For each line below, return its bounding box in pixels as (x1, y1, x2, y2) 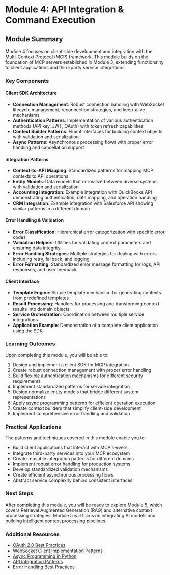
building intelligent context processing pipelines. (5, 518, 107, 524)
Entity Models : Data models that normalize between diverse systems (12, 179, 158, 185)
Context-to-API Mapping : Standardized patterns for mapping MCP (12, 167, 154, 174)
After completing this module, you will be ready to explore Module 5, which (5, 502, 162, 508)
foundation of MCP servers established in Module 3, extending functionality (5, 59, 164, 65)
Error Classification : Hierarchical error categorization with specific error (12, 229, 165, 235)
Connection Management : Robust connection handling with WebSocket (12, 101, 164, 108)
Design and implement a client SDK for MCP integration (12, 362, 129, 368)
